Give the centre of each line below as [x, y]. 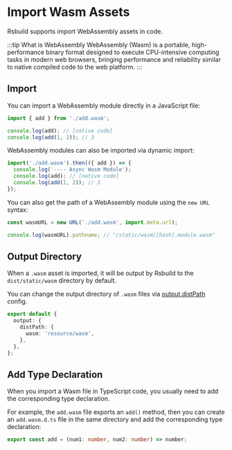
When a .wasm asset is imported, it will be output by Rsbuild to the [100, 273]
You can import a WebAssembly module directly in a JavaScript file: [104, 106]
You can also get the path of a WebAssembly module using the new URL [108, 202]
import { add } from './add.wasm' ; [59, 118]
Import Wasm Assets [69, 12]
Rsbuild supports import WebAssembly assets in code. [85, 31]
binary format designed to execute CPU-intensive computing [133, 52]
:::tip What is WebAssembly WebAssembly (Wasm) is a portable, [99, 44]
